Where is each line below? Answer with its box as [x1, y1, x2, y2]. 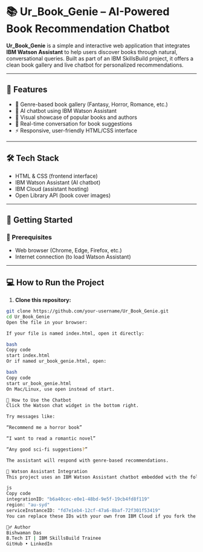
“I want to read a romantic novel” [6, 436, 96, 442]
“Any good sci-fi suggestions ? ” [6, 446, 88, 453]
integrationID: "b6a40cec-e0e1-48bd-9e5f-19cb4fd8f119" [6, 496, 150, 502]
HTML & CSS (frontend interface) [14, 172, 98, 180]
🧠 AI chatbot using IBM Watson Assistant [14, 107, 117, 114]
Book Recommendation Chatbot [6, 22, 170, 36]
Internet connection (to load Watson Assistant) [14, 253, 131, 261]
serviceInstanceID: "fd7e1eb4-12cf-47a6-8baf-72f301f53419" [6, 507, 161, 513]
